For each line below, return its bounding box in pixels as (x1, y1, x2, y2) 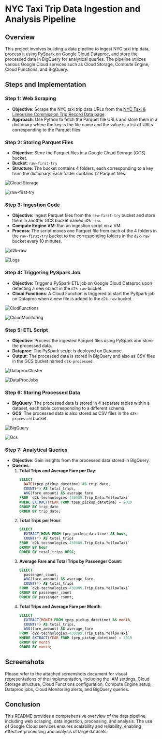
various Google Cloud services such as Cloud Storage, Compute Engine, (5, 62, 150, 67)
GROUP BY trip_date (19, 504, 59, 509)
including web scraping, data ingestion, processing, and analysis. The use (5, 718, 153, 724)
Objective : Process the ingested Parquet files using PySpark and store (12, 337, 153, 343)
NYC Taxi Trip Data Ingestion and (5, 3, 141, 15)
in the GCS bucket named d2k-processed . (12, 358, 94, 364)
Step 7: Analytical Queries (5, 446, 68, 453)
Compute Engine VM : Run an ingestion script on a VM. (12, 223, 122, 229)
